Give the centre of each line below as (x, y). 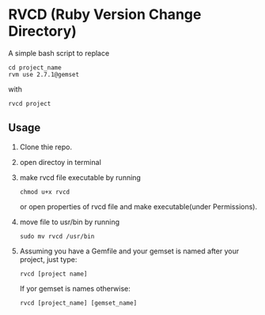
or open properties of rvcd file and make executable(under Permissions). (138, 206)
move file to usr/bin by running (70, 222)
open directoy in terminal (60, 162)
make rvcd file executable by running (80, 177)
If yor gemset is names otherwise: (75, 288)
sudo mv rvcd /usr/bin (57, 236)
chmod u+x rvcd (45, 192)
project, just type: (48, 259)
